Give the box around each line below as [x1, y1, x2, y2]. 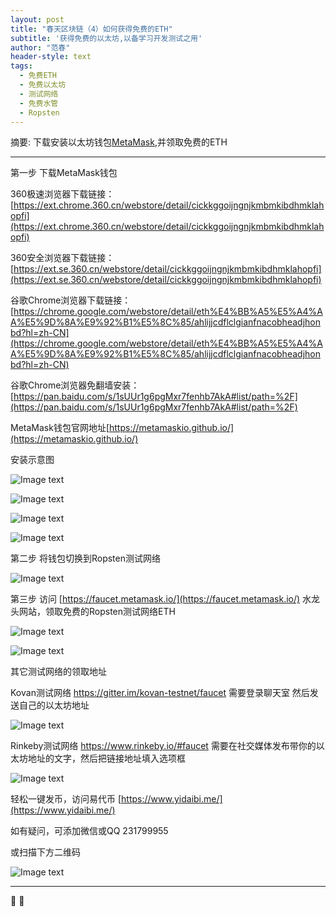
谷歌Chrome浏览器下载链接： [10, 294, 132, 306]
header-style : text [10, 52, 92, 62]
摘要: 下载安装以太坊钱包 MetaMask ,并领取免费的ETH [10, 136, 228, 148]
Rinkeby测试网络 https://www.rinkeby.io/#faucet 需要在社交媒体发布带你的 [10, 740, 317, 752]
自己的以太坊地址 [18, 699, 90, 711]
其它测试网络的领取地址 [10, 666, 107, 678]
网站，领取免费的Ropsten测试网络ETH [18, 606, 176, 618]
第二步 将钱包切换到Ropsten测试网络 [10, 552, 161, 565]
